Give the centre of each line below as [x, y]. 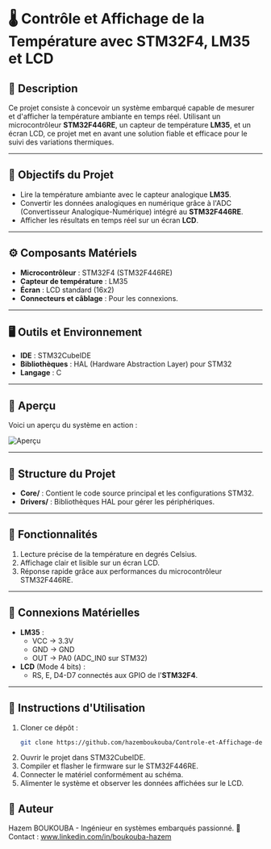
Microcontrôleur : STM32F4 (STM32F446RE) [96, 272]
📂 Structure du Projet [62, 473]
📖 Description [43, 88]
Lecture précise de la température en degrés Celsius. [108, 554]
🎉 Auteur [31, 808]
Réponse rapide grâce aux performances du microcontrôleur [121, 571]
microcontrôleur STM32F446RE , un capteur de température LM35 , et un [130, 125]
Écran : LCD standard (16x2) [67, 290]
